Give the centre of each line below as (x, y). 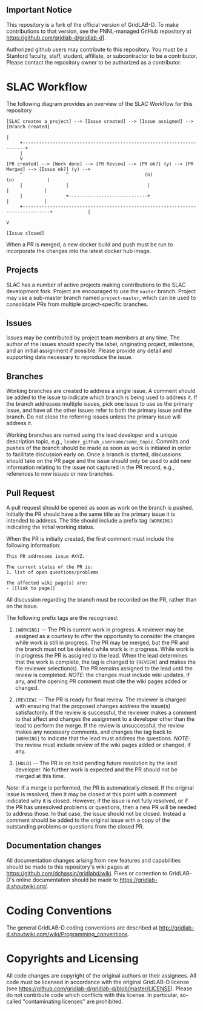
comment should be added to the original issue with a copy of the (88, 820)
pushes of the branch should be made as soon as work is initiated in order (99, 448)
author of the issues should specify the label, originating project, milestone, (101, 344)
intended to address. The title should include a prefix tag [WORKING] (90, 520)
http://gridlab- (177, 928)
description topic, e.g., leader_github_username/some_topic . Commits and (98, 442)
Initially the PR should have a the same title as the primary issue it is (91, 514)
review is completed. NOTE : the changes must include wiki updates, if (102, 675)
